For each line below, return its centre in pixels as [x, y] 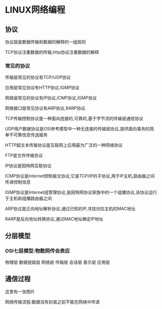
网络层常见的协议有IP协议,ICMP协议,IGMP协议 [51, 98]
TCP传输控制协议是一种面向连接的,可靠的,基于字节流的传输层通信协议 [74, 119]
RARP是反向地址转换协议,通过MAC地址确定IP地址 [54, 219]
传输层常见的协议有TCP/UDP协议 [38, 77]
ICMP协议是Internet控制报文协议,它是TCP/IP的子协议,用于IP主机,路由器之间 [80, 176]
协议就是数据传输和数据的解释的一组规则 [45, 42]
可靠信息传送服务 [30, 135]
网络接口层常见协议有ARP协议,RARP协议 [45, 108]
